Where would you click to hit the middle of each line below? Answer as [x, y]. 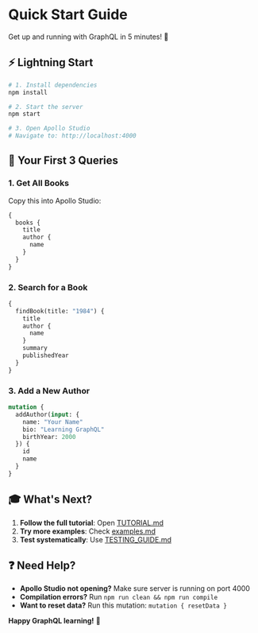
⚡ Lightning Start [51, 62]
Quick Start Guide [68, 15]
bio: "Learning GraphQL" [64, 429]
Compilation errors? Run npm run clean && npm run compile [119, 597]
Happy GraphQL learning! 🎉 [54, 621]
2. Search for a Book [48, 287]
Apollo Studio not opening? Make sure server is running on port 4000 [135, 588]
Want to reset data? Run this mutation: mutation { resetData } [123, 605]
